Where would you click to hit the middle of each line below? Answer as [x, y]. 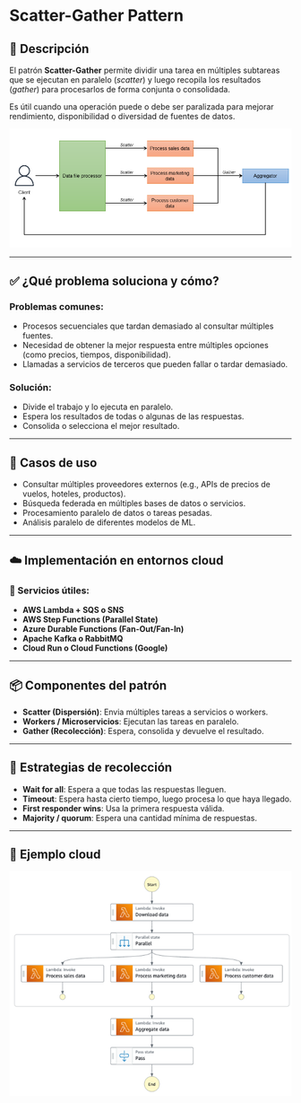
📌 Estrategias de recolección [91, 768]
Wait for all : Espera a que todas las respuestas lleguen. [124, 789]
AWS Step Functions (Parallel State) [90, 619]
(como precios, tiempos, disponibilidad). [97, 355]
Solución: [30, 387]
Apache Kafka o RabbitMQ [73, 638]
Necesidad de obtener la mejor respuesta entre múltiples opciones [145, 346]
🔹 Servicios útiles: [49, 591]
